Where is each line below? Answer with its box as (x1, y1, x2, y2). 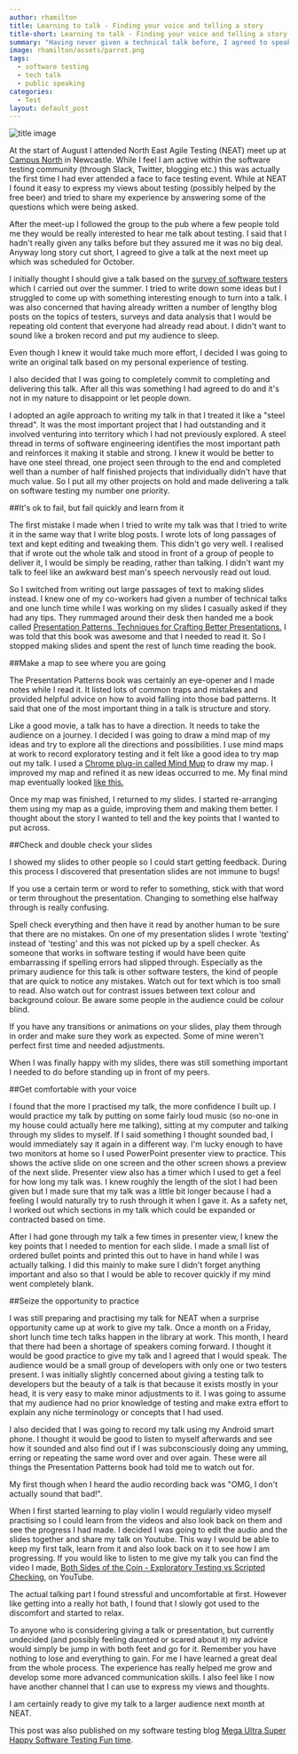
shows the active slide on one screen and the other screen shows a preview (9, 1158, 286, 1169)
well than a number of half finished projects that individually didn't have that (9, 466, 286, 477)
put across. (9, 822, 51, 834)
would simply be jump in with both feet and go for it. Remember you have (9, 1644, 277, 1655)
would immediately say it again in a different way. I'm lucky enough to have (9, 1139, 284, 1149)
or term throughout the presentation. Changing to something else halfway (9, 893, 278, 904)
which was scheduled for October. (9, 256, 135, 267)
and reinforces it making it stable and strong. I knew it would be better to (9, 448, 275, 458)
